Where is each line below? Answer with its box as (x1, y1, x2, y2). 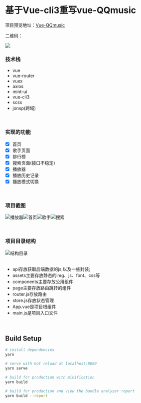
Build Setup (5, 334, 42, 342)
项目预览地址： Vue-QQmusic (5, 22, 65, 28)
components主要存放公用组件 (12, 278, 73, 284)
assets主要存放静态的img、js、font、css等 (12, 272, 101, 278)
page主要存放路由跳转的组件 (12, 284, 71, 290)
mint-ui (12, 88, 27, 95)
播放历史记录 (12, 172, 39, 178)
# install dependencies (5, 347, 55, 352)
